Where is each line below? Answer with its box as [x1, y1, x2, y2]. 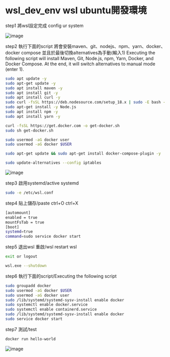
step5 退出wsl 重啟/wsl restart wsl [5, 244, 77, 250]
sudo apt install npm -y [5, 109, 58, 115]
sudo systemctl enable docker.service [5, 302, 88, 308]
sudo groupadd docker [5, 283, 52, 288]
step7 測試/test [5, 326, 37, 332]
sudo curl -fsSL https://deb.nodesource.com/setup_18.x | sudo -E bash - [5, 100, 166, 105]
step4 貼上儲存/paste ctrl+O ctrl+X [5, 200, 79, 206]
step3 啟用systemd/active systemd [5, 180, 79, 186]
